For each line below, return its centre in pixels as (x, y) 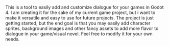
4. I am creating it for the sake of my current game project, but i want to (80, 12)
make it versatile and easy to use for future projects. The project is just (80, 18)
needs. (13, 39)
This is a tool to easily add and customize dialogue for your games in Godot (85, 7)
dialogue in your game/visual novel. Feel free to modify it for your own (79, 34)
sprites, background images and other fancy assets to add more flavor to (82, 28)
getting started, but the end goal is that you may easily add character (78, 23)
